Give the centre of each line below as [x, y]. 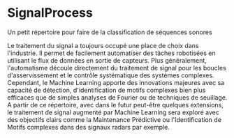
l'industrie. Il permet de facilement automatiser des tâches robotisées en [111, 53]
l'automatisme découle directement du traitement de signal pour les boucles [117, 68]
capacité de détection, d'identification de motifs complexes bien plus [107, 90]
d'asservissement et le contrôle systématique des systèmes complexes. [111, 75]
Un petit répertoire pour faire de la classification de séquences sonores [110, 32]
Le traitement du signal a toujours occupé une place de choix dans [103, 45]
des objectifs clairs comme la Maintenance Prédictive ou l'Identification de [115, 119]
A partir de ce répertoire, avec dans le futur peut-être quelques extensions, [115, 105]
